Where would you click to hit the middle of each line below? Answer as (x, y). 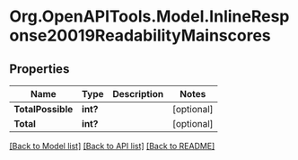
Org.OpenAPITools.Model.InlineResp (149, 17)
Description (138, 94)
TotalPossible (44, 109)
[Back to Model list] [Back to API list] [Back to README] (112, 146)
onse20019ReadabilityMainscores (140, 36)
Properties (39, 69)
